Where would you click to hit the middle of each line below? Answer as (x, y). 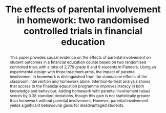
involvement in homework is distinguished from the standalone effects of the (78, 76)
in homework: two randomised (83, 20)
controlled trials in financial (83, 31)
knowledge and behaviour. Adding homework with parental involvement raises (80, 91)
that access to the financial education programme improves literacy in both (77, 86)
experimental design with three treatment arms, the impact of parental (72, 72)
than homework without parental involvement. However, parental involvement (79, 100)
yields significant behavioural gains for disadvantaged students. (67, 105)
